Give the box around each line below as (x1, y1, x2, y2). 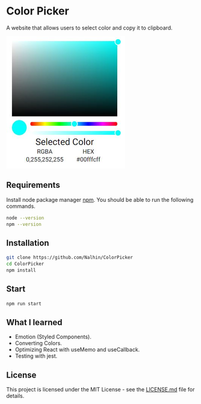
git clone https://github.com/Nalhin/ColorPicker (6, 255, 134, 261)
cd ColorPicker (6, 261, 45, 267)
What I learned (6, 317, 63, 328)
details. (6, 393, 25, 400)
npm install (6, 267, 36, 273)
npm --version (6, 221, 42, 227)
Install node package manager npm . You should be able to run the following (6, 196, 194, 203)
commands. (6, 202, 36, 210)
